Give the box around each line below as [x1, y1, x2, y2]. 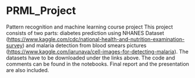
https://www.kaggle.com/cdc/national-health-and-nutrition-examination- [8, 36, 185, 42]
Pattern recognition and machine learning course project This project [6, 23, 173, 30]
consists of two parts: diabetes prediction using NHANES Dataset [6, 29, 164, 36]
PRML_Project [6, 4, 76, 17]
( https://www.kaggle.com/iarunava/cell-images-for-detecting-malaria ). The [6, 48, 189, 55]
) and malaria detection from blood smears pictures [22, 42, 147, 49]
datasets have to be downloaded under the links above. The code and [6, 54, 175, 61]
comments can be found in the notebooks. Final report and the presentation [6, 60, 190, 68]
